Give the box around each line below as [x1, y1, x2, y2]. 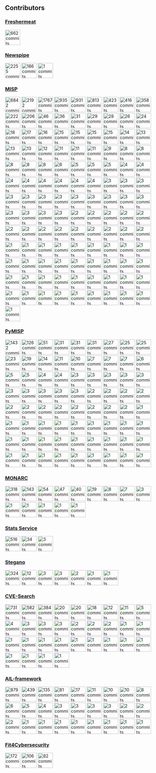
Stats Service [5, 524, 38, 531]
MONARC [5, 474, 28, 481]
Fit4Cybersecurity [5, 741, 49, 748]
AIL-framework [5, 675, 42, 682]
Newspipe [5, 51, 30, 58]
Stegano [5, 559, 26, 566]
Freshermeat [5, 18, 36, 25]
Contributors [5, 4, 45, 12]
